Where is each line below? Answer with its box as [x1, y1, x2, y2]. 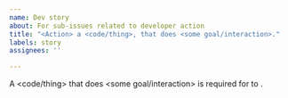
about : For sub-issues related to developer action [9, 21, 204, 30]
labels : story [9, 37, 62, 47]
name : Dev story [9, 12, 69, 22]
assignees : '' [9, 46, 62, 55]
